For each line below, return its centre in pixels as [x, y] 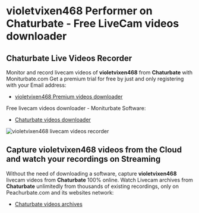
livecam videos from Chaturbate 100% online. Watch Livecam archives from [99, 180]
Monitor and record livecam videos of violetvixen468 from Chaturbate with [99, 72]
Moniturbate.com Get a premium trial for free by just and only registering [95, 79]
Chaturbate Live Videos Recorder [69, 58]
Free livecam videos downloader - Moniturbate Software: [76, 108]
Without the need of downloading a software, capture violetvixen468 [91, 173]
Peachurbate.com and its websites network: [60, 192]
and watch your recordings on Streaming [83, 159]
